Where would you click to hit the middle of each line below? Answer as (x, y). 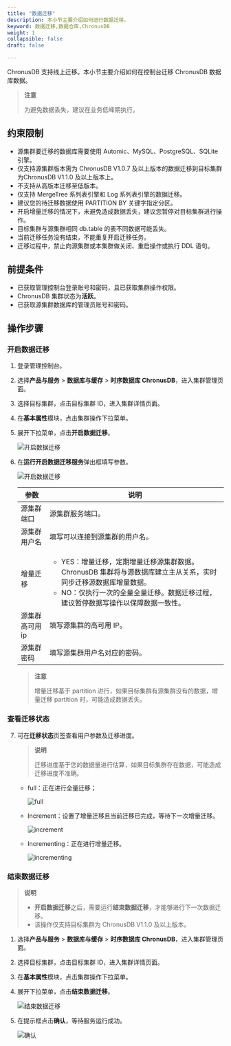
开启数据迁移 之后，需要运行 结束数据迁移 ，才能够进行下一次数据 (124, 907)
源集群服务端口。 (77, 514)
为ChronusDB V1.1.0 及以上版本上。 (67, 177)
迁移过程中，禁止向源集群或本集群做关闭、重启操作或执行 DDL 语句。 (115, 245)
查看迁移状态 (29, 719)
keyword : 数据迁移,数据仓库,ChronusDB (58, 26)
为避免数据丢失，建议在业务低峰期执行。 (81, 110)
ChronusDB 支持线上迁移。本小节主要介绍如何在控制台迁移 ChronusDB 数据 (114, 72)
